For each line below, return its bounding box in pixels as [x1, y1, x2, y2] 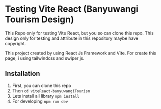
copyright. [5, 40, 26, 46]
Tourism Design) [5, 14, 74, 25]
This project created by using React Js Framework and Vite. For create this [5, 50, 157, 56]
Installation [5, 70, 40, 78]
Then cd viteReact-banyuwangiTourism [12, 87, 90, 94]
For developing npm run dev [12, 98, 68, 104]
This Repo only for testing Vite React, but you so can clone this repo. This [5, 30, 154, 36]
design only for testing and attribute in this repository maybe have [5, 35, 138, 41]
